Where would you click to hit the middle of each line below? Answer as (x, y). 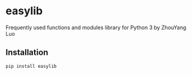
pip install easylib (31, 66)
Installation (27, 53)
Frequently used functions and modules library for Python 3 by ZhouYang (96, 27)
